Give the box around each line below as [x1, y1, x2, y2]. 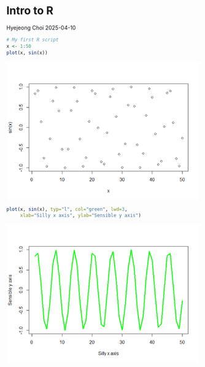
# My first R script [6, 36, 60, 43]
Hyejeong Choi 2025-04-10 [6, 24, 76, 31]
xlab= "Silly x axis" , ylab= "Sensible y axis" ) [20, 212, 141, 218]
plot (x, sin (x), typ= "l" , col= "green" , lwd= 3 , [6, 206, 128, 212]
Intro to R [6, 4, 54, 18]
